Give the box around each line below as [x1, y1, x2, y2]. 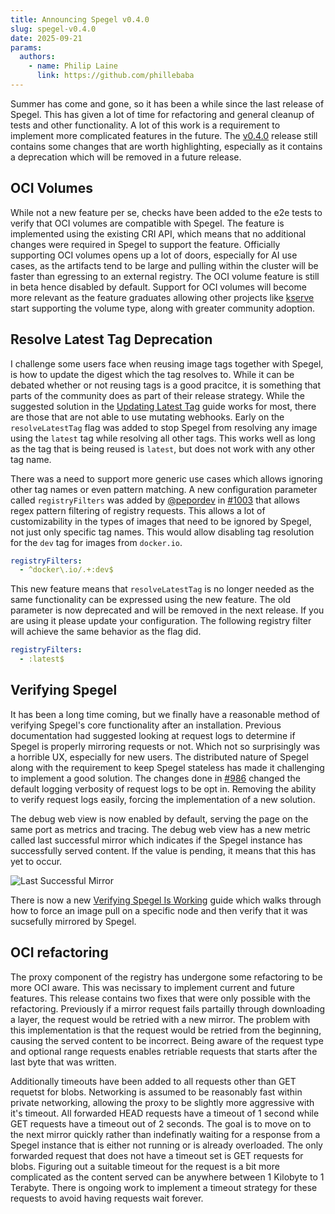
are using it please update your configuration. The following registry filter [10, 615, 312, 627]
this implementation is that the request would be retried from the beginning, [10, 1024, 322, 1036]
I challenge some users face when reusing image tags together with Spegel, [10, 357, 324, 370]
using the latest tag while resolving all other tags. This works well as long [10, 432, 316, 444]
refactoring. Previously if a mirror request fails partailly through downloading [10, 1002, 326, 1015]
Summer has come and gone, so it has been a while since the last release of [10, 97, 325, 110]
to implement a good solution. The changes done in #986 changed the [10, 772, 301, 784]
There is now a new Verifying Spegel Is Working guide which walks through [10, 894, 322, 906]
